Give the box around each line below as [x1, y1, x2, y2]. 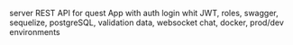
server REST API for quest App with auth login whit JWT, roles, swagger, [9, 8, 279, 18]
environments [9, 27, 60, 37]
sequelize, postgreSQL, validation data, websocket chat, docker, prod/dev [9, 17, 284, 28]
